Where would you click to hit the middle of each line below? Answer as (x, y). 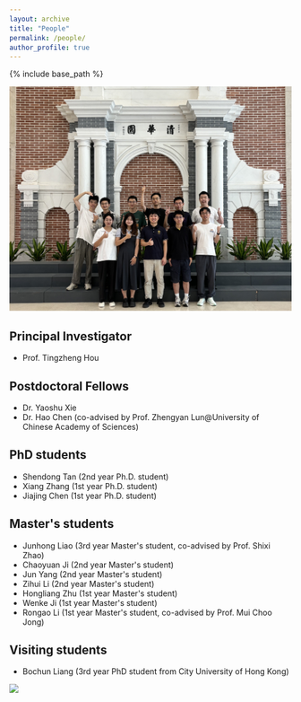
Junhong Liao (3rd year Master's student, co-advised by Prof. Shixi (146, 545)
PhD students (48, 455)
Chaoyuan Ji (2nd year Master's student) (98, 565)
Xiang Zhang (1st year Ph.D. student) (90, 486)
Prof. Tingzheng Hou (60, 358)
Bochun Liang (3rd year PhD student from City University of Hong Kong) (155, 671)
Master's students (62, 524)
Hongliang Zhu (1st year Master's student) (100, 593)
